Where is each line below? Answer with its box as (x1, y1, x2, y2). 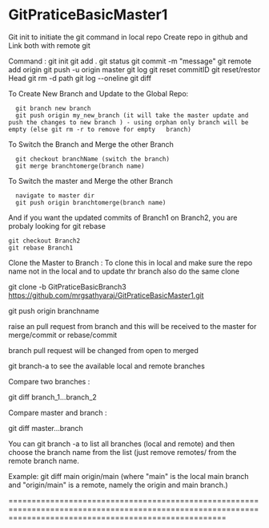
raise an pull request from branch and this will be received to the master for (8, 321, 257, 331)
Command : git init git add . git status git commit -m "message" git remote (8, 56, 252, 66)
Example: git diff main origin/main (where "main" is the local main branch (8, 471, 250, 481)
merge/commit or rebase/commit (8, 330, 118, 339)
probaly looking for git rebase (8, 221, 106, 230)
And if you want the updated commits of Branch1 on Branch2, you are (8, 213, 238, 222)
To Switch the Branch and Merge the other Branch (8, 139, 175, 149)
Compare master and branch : (8, 408, 107, 417)
